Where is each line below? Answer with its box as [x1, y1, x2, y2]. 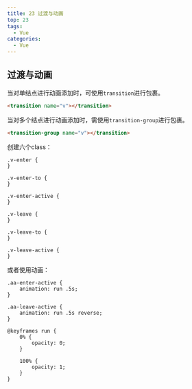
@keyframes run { [7, 327, 57, 334]
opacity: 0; [32, 340, 67, 346]
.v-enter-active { [7, 192, 60, 199]
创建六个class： [7, 142, 53, 151]
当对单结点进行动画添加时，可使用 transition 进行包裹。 [7, 89, 165, 97]
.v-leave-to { [7, 228, 48, 236]
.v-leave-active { [7, 247, 60, 254]
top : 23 [7, 16, 29, 23]
